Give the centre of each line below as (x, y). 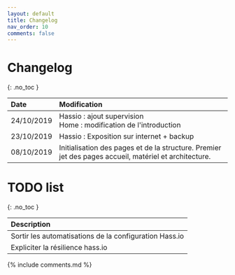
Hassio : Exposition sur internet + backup (127, 136)
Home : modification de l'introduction (120, 125)
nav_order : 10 (28, 27)
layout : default (31, 14)
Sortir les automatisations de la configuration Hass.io (97, 237)
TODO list (36, 188)
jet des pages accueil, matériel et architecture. (135, 157)
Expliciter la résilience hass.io (59, 248)
